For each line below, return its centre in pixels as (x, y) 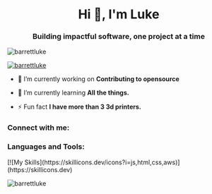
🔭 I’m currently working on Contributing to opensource (99, 79)
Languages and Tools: (46, 147)
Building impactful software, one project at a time (119, 37)
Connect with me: (39, 128)
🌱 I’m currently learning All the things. (73, 93)
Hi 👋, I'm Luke (119, 14)
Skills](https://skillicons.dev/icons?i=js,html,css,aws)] (102, 162)
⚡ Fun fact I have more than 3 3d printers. (79, 107)
